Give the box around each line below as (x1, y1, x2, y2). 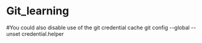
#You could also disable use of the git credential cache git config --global (6, 24, 190, 31)
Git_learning (6, 4, 70, 18)
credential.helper (21, 30, 64, 37)
